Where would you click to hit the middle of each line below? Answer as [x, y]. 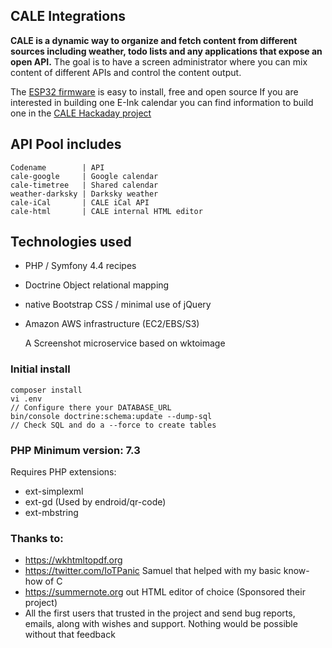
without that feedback [70, 635]
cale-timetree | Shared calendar [84, 185]
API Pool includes [66, 144]
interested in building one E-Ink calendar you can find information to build [162, 102]
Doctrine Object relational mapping [97, 285]
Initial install [40, 369]
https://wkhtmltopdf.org [73, 560]
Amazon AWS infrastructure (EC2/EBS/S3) [112, 324]
